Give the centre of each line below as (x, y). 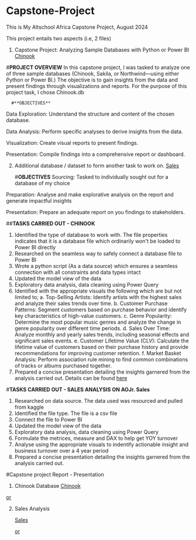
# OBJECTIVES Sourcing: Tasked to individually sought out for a (91, 176)
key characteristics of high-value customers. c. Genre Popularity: (93, 315)
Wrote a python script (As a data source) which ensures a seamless (96, 266)
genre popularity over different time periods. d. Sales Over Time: (92, 328)
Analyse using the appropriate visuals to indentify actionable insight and (102, 444)
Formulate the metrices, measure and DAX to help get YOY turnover (96, 438)
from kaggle (29, 407)
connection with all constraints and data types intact (78, 272)
